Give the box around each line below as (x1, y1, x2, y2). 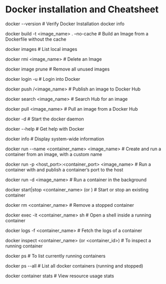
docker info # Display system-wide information (5, 135, 105, 142)
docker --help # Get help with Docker (5, 126, 85, 132)
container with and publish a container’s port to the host (5, 166, 123, 173)
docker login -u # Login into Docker (5, 76, 80, 82)
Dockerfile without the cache (5, 36, 67, 42)
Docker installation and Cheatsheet (5, 4, 159, 15)
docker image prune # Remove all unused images (5, 66, 110, 72)
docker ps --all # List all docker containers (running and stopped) (5, 262, 143, 269)
